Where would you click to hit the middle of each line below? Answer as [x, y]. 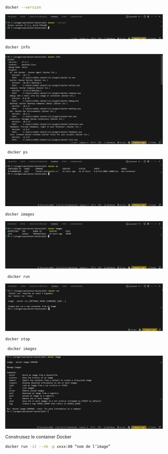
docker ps [17, 152]
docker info [17, 47]
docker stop [17, 339]
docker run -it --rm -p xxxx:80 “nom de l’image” [58, 447]
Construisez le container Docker [38, 437]
